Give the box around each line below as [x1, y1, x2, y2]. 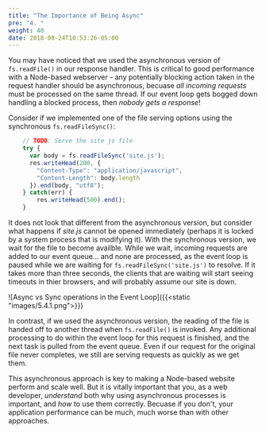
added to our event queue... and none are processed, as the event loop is [8, 252, 249, 261]
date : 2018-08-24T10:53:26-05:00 [8, 33, 119, 42]
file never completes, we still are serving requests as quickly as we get [8, 350, 240, 359]
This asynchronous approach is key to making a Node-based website [8, 374, 236, 383]
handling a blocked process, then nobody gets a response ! [8, 98, 201, 107]
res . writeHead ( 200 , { [29, 159, 102, 167]
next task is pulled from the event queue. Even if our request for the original [8, 342, 256, 350]
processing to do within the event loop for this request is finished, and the [8, 333, 250, 342]
